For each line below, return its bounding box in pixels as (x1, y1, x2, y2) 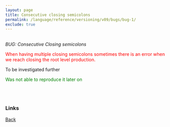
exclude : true (5, 22, 36, 27)
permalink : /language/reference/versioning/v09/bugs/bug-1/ (5, 17, 137, 22)
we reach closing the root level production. (5, 57, 96, 63)
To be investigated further (5, 67, 60, 73)
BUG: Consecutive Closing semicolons (5, 41, 87, 48)
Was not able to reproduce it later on (5, 76, 82, 82)
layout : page (5, 7, 33, 13)
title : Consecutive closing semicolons (5, 12, 91, 17)
